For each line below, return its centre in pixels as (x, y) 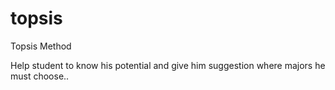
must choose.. (40, 76)
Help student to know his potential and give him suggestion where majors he (168, 65)
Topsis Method (41, 46)
